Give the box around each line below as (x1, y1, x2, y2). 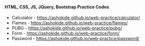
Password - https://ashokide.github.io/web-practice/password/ (11, 36, 140, 42)
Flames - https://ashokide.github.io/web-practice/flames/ (11, 20, 128, 26)
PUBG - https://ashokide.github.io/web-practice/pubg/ (11, 25, 122, 31)
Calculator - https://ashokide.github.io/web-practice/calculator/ (11, 15, 140, 21)
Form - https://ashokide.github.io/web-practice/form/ (11, 30, 120, 36)
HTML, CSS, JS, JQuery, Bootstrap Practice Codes (4, 4, 109, 10)
